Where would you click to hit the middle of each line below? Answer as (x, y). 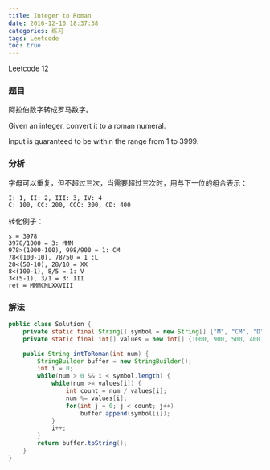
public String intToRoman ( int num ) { (86, 354)
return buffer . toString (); (82, 443)
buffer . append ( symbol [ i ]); (125, 413)
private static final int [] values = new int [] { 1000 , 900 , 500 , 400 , (143, 339)
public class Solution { (50, 325)
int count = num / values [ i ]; (116, 391)
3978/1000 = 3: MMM (41, 243)
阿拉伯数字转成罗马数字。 (51, 110)
